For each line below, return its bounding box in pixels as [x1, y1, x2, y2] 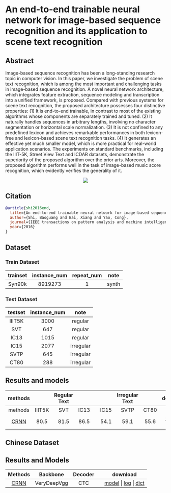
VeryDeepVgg [35, 480, 69, 487]
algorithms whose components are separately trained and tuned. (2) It [5, 113, 153, 119]
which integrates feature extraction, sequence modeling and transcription [5, 92, 160, 97]
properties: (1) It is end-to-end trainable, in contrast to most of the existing [5, 108, 161, 114]
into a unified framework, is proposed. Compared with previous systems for [5, 97, 164, 103]
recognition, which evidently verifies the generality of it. [5, 167, 122, 174]
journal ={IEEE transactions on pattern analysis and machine [10, 219, 142, 225]
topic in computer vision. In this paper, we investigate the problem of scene [5, 76, 163, 81]
